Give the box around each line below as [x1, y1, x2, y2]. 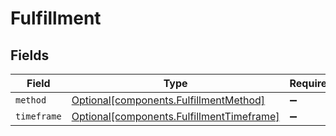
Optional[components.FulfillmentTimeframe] [71, 110, 280, 123]
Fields [10, 47, 50, 64]
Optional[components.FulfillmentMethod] [71, 93, 266, 107]
